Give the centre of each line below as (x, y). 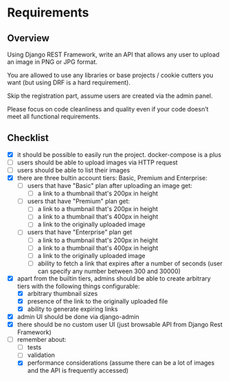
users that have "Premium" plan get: (79, 202)
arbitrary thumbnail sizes (62, 293)
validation (41, 355)
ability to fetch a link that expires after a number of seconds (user (130, 263)
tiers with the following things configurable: (78, 286)
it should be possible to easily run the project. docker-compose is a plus (119, 154)
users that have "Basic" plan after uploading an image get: (110, 186)
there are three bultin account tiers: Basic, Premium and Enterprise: (112, 178)
